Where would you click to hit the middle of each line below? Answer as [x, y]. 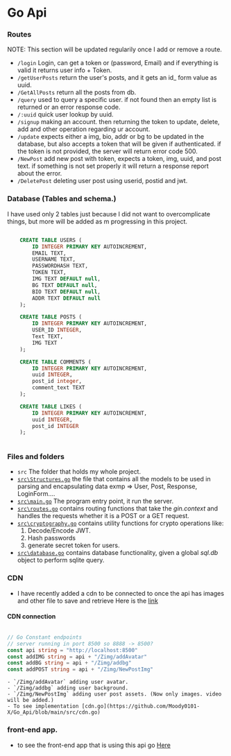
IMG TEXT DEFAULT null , [66, 279]
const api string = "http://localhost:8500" [72, 650]
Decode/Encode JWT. [59, 531]
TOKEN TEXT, [50, 273]
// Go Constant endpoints [44, 637]
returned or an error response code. [69, 107]
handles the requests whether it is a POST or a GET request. [103, 516]
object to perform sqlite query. [61, 560]
